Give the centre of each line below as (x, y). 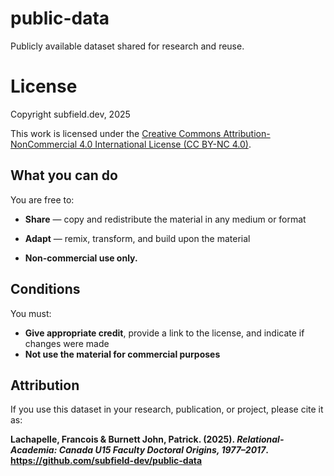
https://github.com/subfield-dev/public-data (106, 461)
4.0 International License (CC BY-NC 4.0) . (165, 144)
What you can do (64, 175)
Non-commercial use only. (81, 258)
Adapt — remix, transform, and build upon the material (137, 238)
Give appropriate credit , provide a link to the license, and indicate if (164, 333)
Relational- (260, 439)
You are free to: (42, 199)
